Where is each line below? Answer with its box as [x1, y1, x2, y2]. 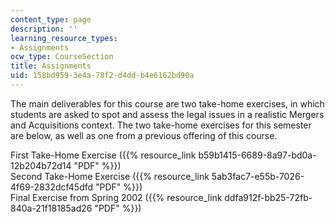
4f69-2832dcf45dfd [10, 181, 94, 193]
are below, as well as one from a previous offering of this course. [10, 129, 278, 141]
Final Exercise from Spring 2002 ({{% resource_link [10, 191, 223, 203]
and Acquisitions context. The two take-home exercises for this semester [10, 119, 312, 131]
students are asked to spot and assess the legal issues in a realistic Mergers [10, 108, 325, 120]
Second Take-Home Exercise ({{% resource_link [10, 170, 210, 182]
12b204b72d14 [10, 159, 72, 171]
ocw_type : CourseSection [10, 52, 114, 62]
